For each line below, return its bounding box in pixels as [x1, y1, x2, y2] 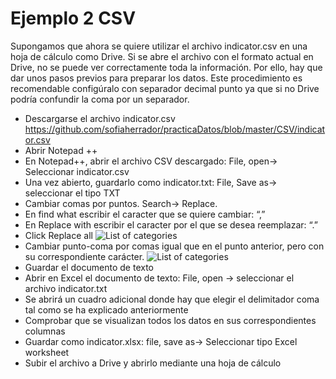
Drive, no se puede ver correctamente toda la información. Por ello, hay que [10, 61, 323, 73]
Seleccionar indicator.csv [24, 165, 130, 177]
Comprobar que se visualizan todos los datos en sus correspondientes [24, 314, 317, 326]
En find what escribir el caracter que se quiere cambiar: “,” [24, 208, 266, 220]
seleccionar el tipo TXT [24, 187, 121, 199]
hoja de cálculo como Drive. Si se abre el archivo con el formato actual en [10, 50, 314, 62]
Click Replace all [24, 229, 93, 241]
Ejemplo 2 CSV [10, 7, 137, 30]
